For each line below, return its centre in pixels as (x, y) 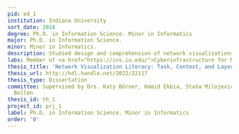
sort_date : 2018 (31, 27)
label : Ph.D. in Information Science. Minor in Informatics (99, 113)
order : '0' (23, 119)
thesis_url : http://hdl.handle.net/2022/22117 (78, 73)
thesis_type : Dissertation (47, 80)
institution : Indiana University (57, 21)
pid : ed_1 (22, 14)
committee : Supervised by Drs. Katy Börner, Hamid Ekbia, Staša (105, 86)
